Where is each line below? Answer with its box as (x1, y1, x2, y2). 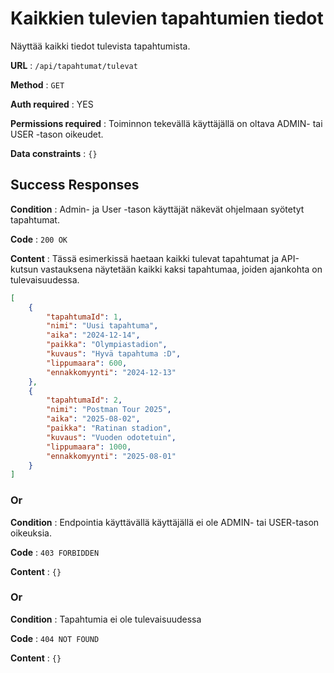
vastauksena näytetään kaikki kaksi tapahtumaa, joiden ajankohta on (40, 263, 323, 275)
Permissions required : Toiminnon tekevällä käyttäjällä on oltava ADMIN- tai (10, 117, 323, 129)
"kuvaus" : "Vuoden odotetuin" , (46, 432, 177, 442)
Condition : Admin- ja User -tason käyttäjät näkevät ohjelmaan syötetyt (10, 203, 305, 215)
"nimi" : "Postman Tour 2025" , (46, 405, 172, 415)
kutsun (10, 263, 39, 275)
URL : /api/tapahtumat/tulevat (10, 59, 138, 71)
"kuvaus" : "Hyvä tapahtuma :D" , (46, 349, 182, 359)
